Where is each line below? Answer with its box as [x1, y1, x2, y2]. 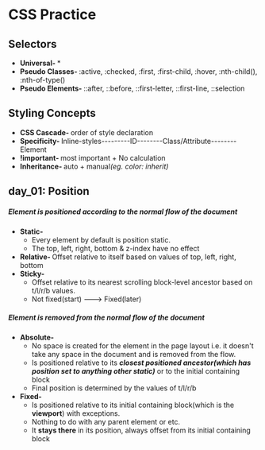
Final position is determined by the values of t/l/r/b [31, 383, 197, 393]
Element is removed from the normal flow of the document [8, 312, 205, 322]
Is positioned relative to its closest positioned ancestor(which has [31, 358, 252, 367]
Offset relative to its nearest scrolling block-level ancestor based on [31, 277, 253, 287]
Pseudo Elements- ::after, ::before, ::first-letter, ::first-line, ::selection [19, 83, 245, 93]
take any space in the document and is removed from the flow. [31, 350, 236, 359]
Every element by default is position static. [31, 235, 171, 245]
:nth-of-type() [19, 76, 66, 84]
